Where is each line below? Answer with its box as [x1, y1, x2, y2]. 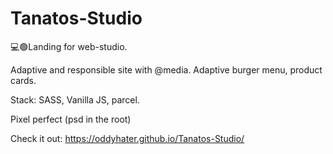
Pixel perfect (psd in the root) [10, 113, 132, 125]
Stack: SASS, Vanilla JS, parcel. [10, 93, 140, 106]
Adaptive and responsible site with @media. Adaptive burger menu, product [10, 63, 323, 76]
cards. [10, 74, 37, 86]
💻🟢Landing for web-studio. [10, 40, 128, 52]
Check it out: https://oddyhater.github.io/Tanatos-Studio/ [10, 132, 245, 144]
